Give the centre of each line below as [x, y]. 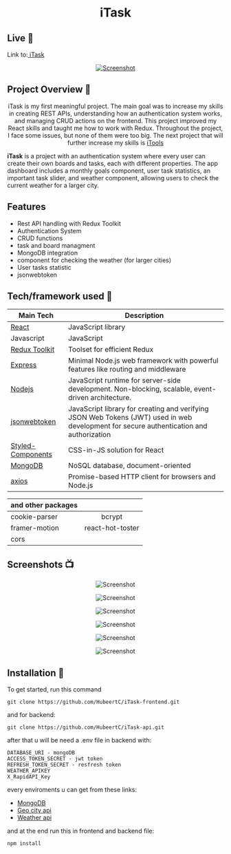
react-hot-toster [112, 528]
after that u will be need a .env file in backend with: [79, 740]
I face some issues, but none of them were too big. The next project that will [115, 135]
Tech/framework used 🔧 [60, 296]
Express [24, 365]
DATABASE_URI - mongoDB [41, 753]
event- [205, 389]
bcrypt [111, 517]
